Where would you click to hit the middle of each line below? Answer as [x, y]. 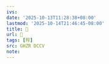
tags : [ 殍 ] [20, 40]
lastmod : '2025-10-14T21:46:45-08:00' [55, 23]
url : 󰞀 [15, 35]
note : [13, 52]
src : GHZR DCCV [26, 46]
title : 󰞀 [17, 29]
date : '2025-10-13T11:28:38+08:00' [51, 18]
